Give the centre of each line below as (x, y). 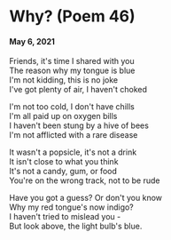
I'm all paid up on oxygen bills (63, 116)
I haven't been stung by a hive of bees (79, 125)
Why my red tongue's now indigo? (72, 207)
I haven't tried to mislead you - (65, 217)
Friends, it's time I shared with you (72, 61)
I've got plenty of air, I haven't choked (78, 90)
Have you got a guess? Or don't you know (85, 198)
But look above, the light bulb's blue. (76, 226)
